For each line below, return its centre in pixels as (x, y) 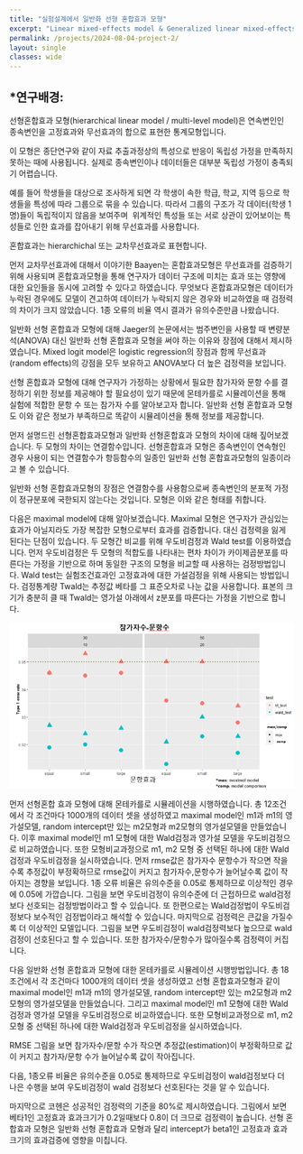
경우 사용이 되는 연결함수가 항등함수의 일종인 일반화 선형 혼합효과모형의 (134, 457)
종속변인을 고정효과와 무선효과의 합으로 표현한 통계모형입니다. (118, 132)
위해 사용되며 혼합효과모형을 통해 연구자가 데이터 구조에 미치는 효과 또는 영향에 (148, 276)
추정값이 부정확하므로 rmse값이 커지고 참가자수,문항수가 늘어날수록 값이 (152, 872)
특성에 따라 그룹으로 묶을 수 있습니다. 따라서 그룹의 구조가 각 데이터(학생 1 (162, 204)
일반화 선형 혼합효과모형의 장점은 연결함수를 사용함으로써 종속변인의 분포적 (141, 488)
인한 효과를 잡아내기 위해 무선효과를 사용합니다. (116, 226)
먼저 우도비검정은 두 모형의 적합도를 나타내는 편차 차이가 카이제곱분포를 (154, 552)
